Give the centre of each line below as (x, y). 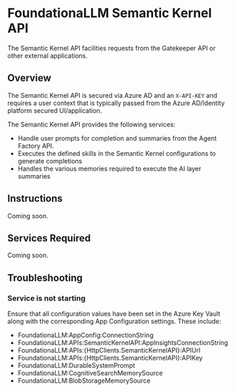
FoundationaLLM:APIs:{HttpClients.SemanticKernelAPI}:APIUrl (109, 351)
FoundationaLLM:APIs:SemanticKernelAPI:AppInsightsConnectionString (123, 343)
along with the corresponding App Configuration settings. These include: (114, 321)
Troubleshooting (45, 277)
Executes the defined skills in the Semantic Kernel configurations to (116, 153)
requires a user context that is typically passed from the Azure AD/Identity (116, 103)
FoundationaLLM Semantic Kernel (110, 13)
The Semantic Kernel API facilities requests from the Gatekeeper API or (111, 48)
